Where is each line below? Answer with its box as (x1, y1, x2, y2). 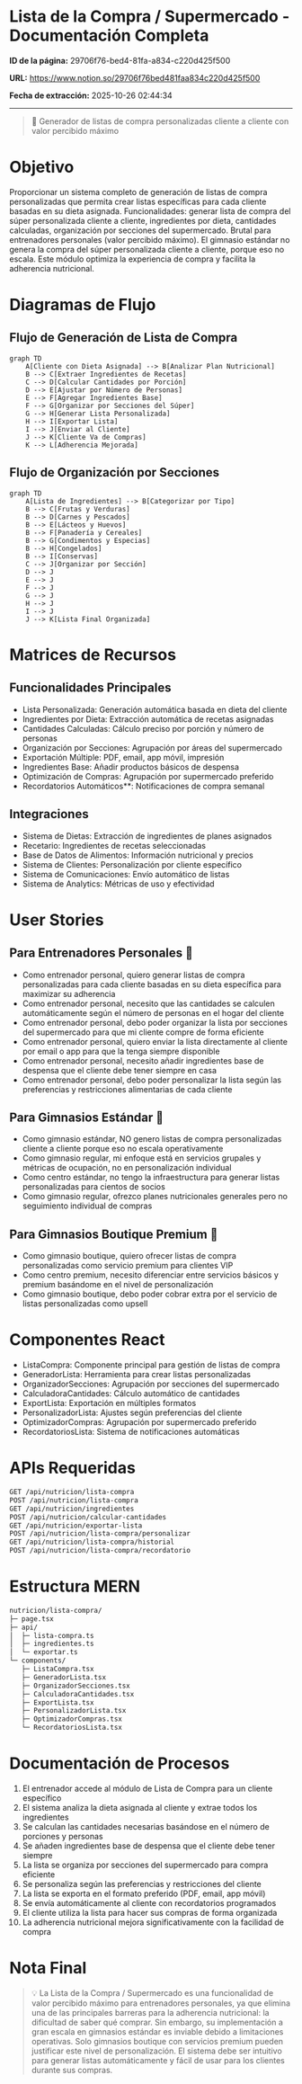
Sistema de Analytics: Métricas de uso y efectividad (22, 878, 215, 889)
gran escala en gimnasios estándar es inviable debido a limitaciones (31, 2026, 284, 2037)
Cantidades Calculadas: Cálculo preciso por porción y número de (22, 723, 264, 734)
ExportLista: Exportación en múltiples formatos (22, 1398, 197, 1409)
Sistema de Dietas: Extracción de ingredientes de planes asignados (22, 830, 272, 842)
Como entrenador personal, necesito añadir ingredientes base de (22, 1055, 264, 1066)
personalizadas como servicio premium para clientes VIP (22, 1260, 234, 1271)
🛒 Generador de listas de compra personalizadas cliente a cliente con (31, 115, 289, 127)
